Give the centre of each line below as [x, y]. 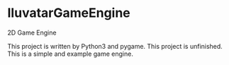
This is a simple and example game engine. [70, 54]
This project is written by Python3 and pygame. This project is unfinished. [115, 46]
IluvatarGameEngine [69, 13]
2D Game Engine [32, 32]
